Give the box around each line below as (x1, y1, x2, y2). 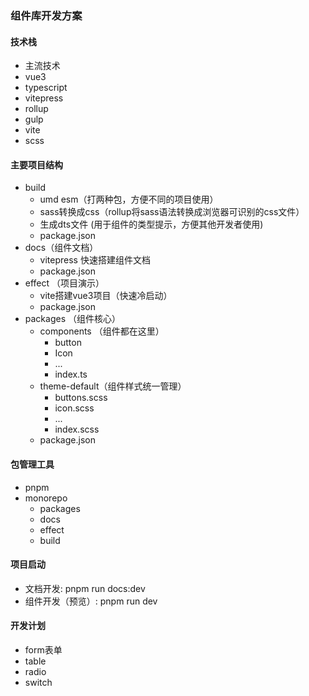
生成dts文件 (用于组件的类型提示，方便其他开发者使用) (39, 218, 264, 231)
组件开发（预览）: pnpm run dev (24, 595, 158, 607)
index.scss (54, 423, 100, 436)
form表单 (24, 643, 63, 656)
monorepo (24, 492, 68, 504)
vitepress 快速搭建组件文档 (39, 254, 151, 266)
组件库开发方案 (10, 8, 83, 22)
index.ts (54, 368, 88, 381)
